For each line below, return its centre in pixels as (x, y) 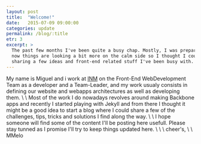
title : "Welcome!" (31, 17)
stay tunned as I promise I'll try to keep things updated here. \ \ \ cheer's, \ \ (99, 129)
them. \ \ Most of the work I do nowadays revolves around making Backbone (100, 97)
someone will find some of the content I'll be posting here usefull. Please (96, 123)
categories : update (31, 28)
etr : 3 (14, 39)
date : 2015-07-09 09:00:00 (42, 23)
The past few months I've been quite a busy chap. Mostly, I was (95, 51)
